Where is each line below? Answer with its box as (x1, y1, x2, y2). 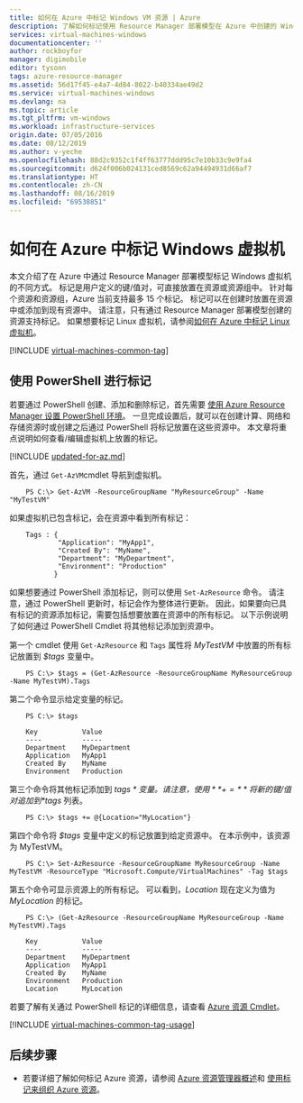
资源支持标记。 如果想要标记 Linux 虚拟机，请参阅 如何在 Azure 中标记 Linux (9, 315, 290, 326)
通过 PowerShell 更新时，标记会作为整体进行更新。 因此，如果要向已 (24, 597, 280, 608)
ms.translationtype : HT (9, 172, 99, 181)
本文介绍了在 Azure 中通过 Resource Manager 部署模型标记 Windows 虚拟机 (9, 270, 292, 281)
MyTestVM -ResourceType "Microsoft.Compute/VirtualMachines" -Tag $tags (9, 867, 289, 876)
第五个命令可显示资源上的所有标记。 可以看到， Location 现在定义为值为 (9, 884, 276, 895)
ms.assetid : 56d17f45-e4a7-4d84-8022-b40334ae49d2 (9, 80, 204, 89)
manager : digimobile (9, 55, 87, 64)
